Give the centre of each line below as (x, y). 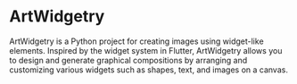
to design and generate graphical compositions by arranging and (128, 60)
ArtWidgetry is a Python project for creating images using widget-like (137, 41)
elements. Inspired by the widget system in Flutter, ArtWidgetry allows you (146, 50)
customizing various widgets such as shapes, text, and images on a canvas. (148, 70)
